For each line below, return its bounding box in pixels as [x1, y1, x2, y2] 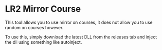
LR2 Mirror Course [5, 3, 81, 15]
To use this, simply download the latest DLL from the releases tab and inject [5, 34, 157, 40]
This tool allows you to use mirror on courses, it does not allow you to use [5, 19, 153, 25]
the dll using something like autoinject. [5, 39, 82, 45]
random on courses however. [5, 24, 64, 30]
